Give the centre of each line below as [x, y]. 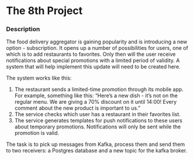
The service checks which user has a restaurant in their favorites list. [98, 114]
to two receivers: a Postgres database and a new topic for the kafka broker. [97, 151]
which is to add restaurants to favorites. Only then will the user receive [91, 55]
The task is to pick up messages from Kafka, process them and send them [96, 144]
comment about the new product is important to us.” [77, 108]
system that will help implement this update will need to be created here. [93, 67]
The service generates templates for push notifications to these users [98, 121]
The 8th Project [44, 11]
